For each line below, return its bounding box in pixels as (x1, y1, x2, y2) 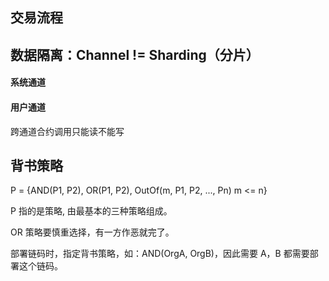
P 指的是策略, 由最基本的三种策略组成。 (10, 205, 173, 217)
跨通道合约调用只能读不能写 (10, 125, 125, 137)
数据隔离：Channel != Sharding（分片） (10, 46, 260, 63)
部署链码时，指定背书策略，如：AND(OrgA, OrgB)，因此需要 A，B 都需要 (10, 248, 310, 260)
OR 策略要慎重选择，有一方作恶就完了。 (10, 226, 175, 238)
